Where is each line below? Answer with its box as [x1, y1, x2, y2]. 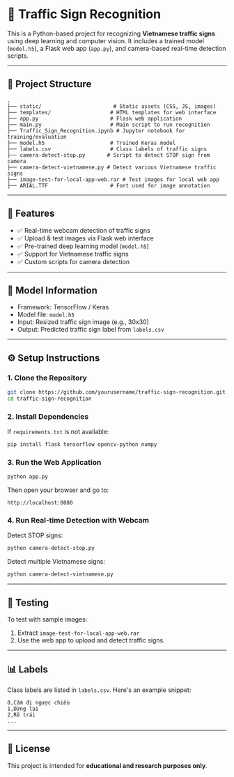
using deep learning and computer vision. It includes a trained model [7, 36, 204, 45]
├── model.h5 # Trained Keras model [7, 139, 176, 146]
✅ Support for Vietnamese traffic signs [17, 249, 129, 258]
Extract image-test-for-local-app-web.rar [17, 629, 140, 637]
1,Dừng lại [7, 705, 39, 712]
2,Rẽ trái [7, 711, 36, 718]
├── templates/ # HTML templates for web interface [7, 109, 217, 116]
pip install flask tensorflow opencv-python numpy [7, 441, 157, 448]
